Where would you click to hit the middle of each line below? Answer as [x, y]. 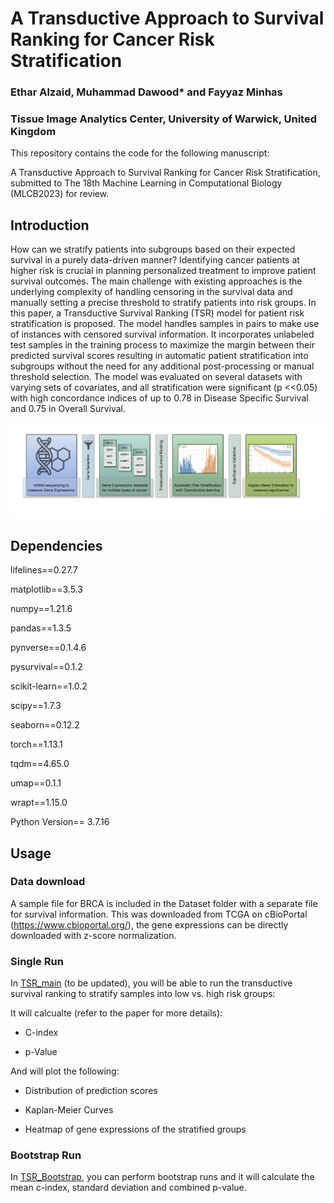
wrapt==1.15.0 [39, 803]
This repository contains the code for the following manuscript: [140, 153]
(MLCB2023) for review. [60, 194]
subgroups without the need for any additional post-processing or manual [162, 366]
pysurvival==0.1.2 [46, 667]
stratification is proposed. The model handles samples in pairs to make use [165, 324]
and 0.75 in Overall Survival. [68, 409]
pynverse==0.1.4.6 [48, 648]
